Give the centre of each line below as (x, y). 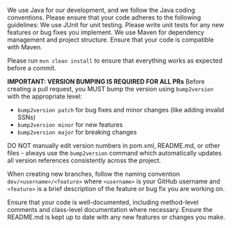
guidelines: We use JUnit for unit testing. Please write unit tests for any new (116, 25)
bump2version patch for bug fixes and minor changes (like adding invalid (121, 110)
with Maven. (25, 47)
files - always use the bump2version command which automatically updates (114, 153)
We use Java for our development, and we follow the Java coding (101, 10)
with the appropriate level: (45, 96)
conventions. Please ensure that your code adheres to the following (104, 17)
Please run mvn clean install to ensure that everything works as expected (115, 61)
